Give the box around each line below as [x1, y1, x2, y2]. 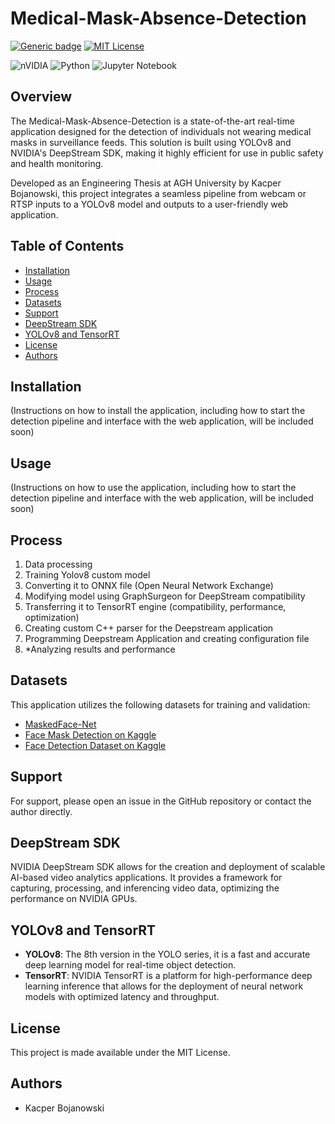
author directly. [10, 805, 73, 817]
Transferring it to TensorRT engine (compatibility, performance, [24, 601, 287, 612]
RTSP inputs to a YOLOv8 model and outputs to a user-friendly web [10, 198, 289, 210]
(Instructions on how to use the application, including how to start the [10, 482, 297, 494]
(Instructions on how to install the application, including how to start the [10, 405, 306, 417]
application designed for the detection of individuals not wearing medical [10, 125, 312, 137]
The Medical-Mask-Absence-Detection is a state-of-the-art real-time [10, 115, 295, 127]
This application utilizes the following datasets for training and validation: [10, 698, 311, 711]
